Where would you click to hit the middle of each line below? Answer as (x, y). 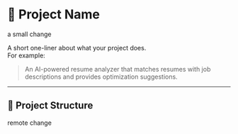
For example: (27, 55)
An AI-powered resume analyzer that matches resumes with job (118, 69)
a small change (29, 34)
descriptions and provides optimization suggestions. (101, 77)
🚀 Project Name (54, 15)
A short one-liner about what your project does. (77, 48)
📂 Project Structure (50, 106)
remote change (29, 123)
